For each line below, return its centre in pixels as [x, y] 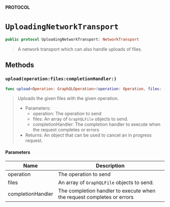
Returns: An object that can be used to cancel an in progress [88, 135]
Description [110, 165]
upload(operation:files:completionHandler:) [61, 79]
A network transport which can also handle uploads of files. [80, 49]
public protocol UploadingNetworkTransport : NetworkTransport [72, 39]
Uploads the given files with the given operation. [68, 98]
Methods [20, 65]
